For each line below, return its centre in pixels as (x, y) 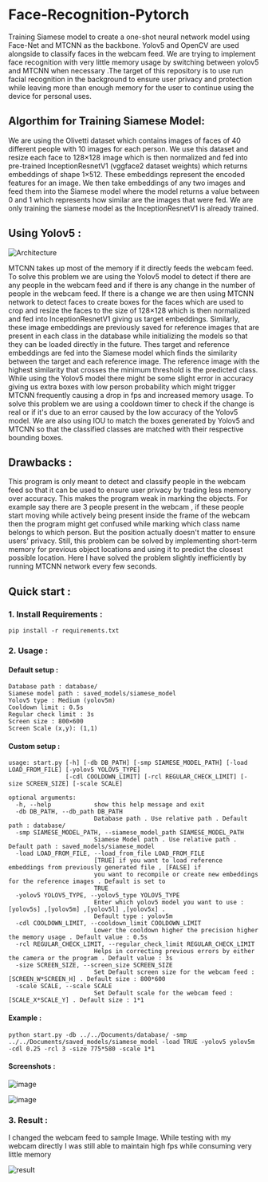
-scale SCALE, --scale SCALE (64, 987)
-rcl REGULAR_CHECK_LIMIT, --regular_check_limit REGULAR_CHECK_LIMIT (135, 944)
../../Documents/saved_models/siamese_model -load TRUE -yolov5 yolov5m (132, 1042)
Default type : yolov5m (133, 916)
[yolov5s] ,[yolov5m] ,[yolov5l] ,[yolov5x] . (87, 910)
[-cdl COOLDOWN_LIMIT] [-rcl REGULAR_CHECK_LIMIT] (151, 777)
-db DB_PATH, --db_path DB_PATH (69, 812)
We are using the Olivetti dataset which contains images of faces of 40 (125, 140)
